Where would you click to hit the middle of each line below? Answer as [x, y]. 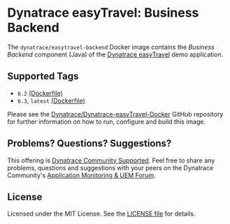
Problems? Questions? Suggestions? [89, 143]
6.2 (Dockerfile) [40, 93]
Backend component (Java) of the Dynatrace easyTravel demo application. [115, 54]
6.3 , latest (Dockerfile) [51, 100]
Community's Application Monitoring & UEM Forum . [81, 175]
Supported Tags [43, 76]
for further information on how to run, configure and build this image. [107, 121]
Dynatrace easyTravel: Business [103, 13]
